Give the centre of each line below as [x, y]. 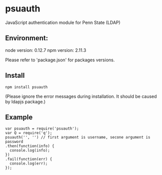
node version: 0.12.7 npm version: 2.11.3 [46, 50]
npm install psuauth [27, 87]
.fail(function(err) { [29, 159]
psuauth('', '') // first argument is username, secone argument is [78, 138]
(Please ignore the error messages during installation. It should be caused [81, 96]
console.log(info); [30, 151]
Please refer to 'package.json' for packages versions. [60, 60]
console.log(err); [29, 164]
